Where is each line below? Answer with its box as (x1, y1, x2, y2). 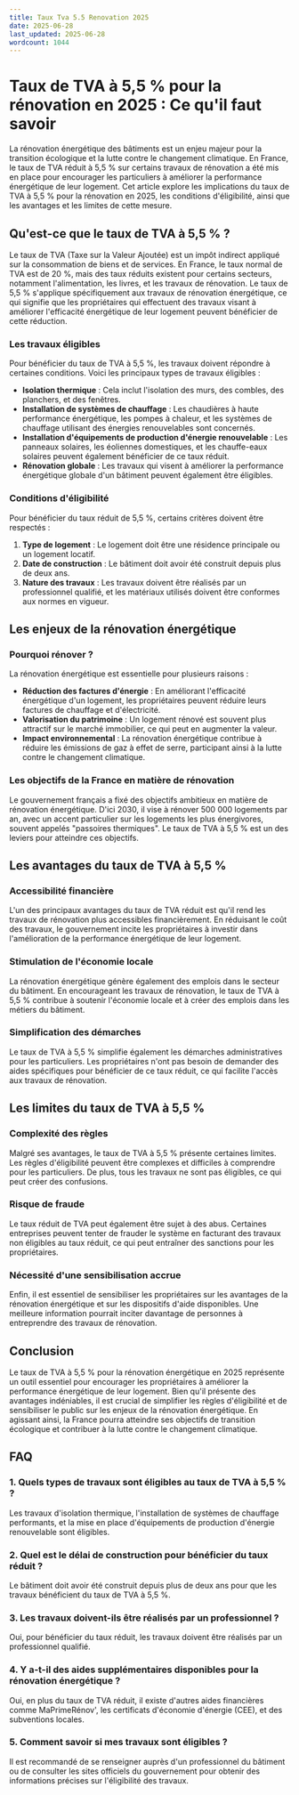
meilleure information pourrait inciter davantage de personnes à (9, 1308, 243, 1319)
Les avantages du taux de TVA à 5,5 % (9, 858, 227, 873)
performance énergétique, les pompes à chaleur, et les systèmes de (21, 413, 273, 424)
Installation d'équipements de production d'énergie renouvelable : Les (21, 433, 288, 443)
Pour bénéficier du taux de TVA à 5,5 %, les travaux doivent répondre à (9, 358, 271, 369)
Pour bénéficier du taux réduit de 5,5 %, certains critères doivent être (9, 513, 264, 523)
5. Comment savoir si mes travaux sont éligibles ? (9, 1736, 229, 1749)
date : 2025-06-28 (9, 21, 74, 30)
